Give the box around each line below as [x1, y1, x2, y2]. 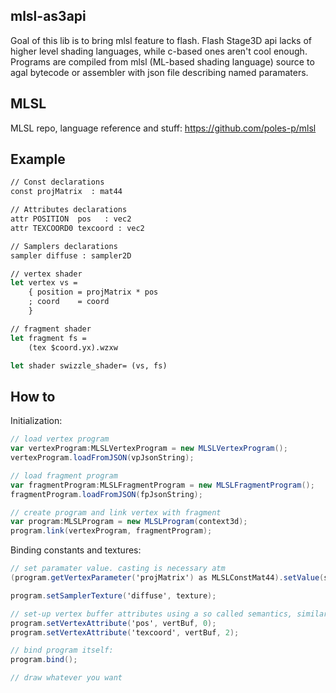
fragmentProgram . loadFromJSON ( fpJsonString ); [10, 489, 203, 499]
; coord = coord [28, 297, 110, 307]
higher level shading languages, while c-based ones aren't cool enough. [10, 45, 308, 57]
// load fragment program [10, 470, 118, 481]
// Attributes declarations [10, 205, 128, 215]
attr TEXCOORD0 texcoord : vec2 [10, 223, 145, 233]
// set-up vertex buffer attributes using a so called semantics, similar [10, 609, 329, 619]
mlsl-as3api [10, 8, 87, 25]
